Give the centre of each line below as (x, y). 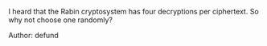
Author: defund (33, 35)
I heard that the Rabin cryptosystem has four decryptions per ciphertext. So (133, 11)
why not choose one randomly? (60, 20)
